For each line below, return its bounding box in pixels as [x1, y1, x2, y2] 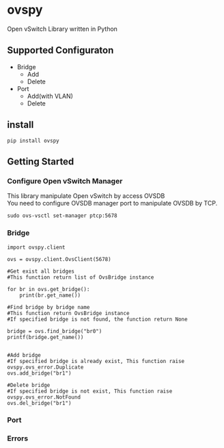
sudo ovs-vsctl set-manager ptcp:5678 [7, 212, 117, 219]
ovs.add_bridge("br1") [7, 369, 72, 377]
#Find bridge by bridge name [7, 303, 90, 310]
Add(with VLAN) [27, 92, 74, 100]
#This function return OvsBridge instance [7, 310, 130, 316]
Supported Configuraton [7, 45, 114, 56]
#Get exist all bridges [7, 268, 75, 275]
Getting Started [7, 155, 74, 167]
